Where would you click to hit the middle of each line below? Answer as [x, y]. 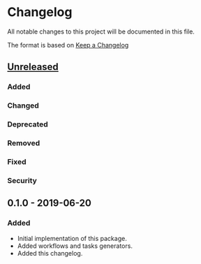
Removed [24, 143]
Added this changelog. [50, 253]
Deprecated [28, 124]
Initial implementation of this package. [72, 238]
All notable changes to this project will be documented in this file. [101, 31]
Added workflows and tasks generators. [75, 246]
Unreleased [33, 67]
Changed [23, 105]
